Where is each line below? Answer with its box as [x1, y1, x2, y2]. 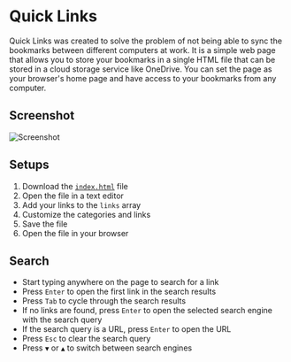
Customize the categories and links [21, 209, 151, 220]
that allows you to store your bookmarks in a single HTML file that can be [9, 54, 276, 65]
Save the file [21, 219, 68, 229]
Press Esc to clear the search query [21, 334, 151, 344]
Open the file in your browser [21, 227, 129, 238]
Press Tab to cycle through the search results [21, 296, 187, 306]
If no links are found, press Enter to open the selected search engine [21, 305, 272, 316]
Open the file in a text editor [21, 190, 124, 201]
